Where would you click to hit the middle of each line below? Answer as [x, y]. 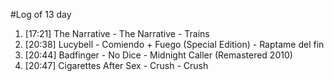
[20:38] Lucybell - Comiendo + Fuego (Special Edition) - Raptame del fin [174, 44]
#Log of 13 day [41, 14]
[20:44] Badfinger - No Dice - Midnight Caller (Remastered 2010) [158, 55]
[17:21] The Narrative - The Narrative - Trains [117, 33]
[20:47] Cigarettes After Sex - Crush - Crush [116, 65]
